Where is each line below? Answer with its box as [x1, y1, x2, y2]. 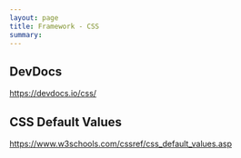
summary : [9, 30, 43, 39]
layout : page [9, 13, 59, 23]
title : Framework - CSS [9, 22, 100, 31]
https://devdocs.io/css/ [9, 88, 97, 99]
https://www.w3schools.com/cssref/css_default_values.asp [9, 138, 232, 149]
